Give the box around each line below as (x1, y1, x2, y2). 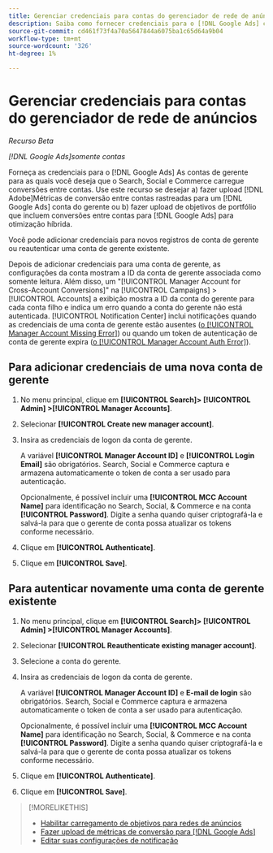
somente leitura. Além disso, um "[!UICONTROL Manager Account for (8, 276, 241, 286)
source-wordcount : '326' (8, 42, 93, 50)
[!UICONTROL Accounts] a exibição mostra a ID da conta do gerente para (8, 293, 254, 303)
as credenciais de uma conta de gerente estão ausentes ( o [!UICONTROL (8, 319, 253, 329)
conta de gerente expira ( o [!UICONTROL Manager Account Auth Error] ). (8, 336, 252, 346)
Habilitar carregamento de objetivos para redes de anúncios (40, 818, 242, 828)
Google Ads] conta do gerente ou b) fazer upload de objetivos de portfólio (8, 201, 257, 211)
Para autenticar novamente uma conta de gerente (8, 582, 265, 595)
